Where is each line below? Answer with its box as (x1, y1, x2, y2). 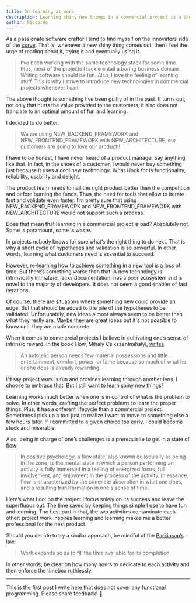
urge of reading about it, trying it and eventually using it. (6, 48, 141, 55)
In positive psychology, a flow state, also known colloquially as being (20, 453, 186, 460)
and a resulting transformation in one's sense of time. (20, 484, 149, 492)
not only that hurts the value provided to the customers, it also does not (6, 102, 178, 109)
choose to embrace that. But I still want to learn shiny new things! (6, 382, 163, 389)
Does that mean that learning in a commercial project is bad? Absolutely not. (6, 221, 190, 228)
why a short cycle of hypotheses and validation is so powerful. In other (6, 244, 176, 252)
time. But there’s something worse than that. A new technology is (6, 268, 162, 275)
